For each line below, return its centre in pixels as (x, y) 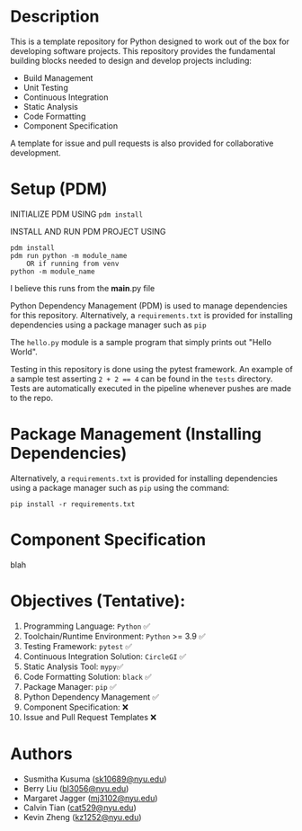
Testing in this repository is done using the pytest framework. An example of (151, 369)
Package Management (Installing (136, 434)
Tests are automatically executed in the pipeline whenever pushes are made (151, 388)
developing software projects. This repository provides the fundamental (143, 50)
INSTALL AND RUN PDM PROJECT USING (88, 231)
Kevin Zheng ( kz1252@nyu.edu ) (82, 817)
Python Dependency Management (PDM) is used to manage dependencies (149, 305)
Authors (41, 754)
